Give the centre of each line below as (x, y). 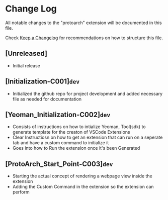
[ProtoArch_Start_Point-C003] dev (59, 164)
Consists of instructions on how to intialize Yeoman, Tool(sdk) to (79, 127)
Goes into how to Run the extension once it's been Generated (76, 148)
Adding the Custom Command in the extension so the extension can (83, 187)
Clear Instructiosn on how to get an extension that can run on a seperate (88, 137)
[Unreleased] (26, 54)
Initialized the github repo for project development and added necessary (87, 93)
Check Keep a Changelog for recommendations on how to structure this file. (84, 38)
